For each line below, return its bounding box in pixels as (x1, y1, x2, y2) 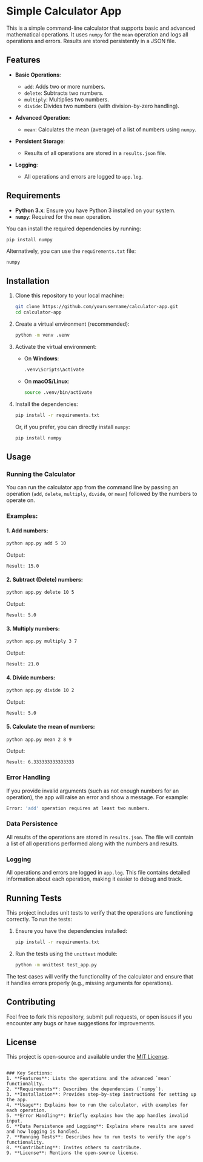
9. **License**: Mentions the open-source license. (6, 1150, 139, 1156)
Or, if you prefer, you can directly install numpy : (15, 423, 130, 430)
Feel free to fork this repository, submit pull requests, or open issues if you (6, 1013, 193, 1020)
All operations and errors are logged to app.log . (24, 173, 144, 180)
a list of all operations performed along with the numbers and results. (6, 840, 179, 847)
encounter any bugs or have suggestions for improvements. (6, 1019, 156, 1026)
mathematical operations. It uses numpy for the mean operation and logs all (6, 30, 188, 38)
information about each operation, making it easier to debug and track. (6, 875, 183, 882)
